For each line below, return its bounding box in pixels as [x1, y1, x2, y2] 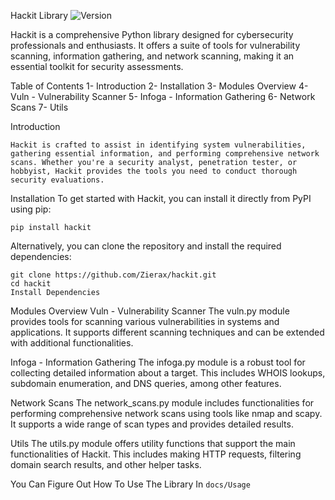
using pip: [10, 203, 52, 215]
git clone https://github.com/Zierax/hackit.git [10, 270, 217, 280]
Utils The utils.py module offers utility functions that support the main [10, 438, 296, 449]
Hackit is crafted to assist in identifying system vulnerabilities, [10, 140, 307, 150]
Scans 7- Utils [10, 101, 69, 113]
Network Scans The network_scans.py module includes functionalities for [10, 397, 315, 409]
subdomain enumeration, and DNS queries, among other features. [10, 378, 282, 389]
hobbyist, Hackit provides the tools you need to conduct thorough [10, 166, 298, 176]
